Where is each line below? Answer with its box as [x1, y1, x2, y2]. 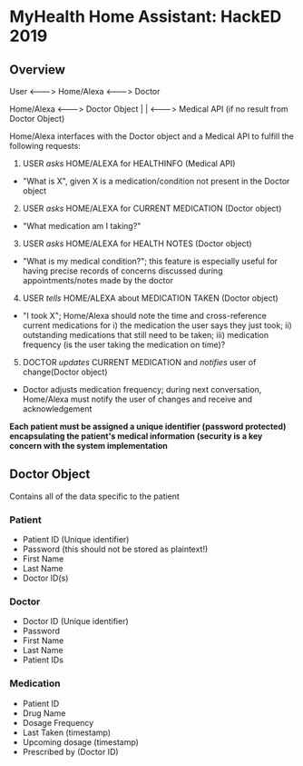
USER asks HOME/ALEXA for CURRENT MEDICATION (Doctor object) [22, 203, 282, 214]
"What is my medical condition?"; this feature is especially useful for [22, 256, 279, 266]
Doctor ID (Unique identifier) [22, 616, 129, 627]
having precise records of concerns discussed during [22, 265, 223, 276]
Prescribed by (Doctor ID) [22, 746, 120, 757]
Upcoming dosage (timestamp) [22, 736, 139, 747]
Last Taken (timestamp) [22, 727, 112, 738]
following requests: [9, 141, 82, 151]
